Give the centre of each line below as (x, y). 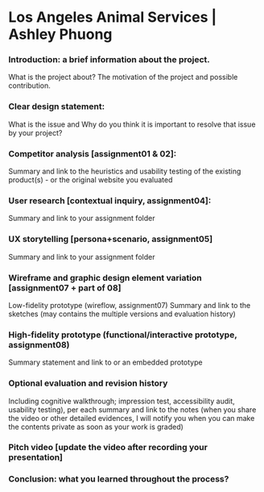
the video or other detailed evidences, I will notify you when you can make (132, 418)
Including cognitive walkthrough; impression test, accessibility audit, (122, 401)
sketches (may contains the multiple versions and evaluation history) (122, 314)
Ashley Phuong (60, 34)
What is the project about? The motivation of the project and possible (123, 77)
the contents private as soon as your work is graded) (96, 427)
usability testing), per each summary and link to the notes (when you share (132, 409)
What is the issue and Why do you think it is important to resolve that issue (132, 124)
